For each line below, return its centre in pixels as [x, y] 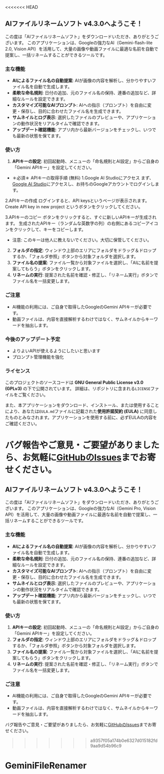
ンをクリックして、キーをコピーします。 [46, 229]
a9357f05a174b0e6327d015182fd [124, 741]
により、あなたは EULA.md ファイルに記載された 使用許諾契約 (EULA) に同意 [79, 411]
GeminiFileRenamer [46, 766]
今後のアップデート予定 [33, 339]
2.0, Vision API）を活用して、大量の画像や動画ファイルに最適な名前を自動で [82, 49]
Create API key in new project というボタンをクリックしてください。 [74, 207]
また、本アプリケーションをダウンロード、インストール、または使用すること [82, 405]
